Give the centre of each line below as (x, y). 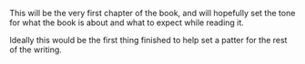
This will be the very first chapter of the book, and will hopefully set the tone (152, 13)
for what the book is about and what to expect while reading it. (127, 23)
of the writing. (36, 50)
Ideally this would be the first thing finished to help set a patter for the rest (148, 40)
